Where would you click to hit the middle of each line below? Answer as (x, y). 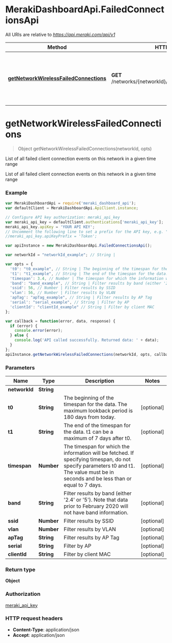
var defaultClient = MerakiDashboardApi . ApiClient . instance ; (72, 208)
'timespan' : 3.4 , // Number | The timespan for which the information (87, 278)
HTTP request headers (34, 618)
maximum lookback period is (98, 410)
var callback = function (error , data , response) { (60, 321)
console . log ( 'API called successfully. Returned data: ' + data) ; (87, 340)
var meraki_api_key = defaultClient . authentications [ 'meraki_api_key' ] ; (84, 222)
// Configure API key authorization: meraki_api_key (63, 217)
